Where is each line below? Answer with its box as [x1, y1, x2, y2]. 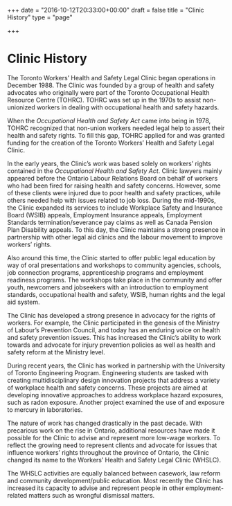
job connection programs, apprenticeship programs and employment [7, 268, 204, 276]
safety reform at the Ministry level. [7, 347, 105, 356]
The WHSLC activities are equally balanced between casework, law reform [7, 469, 221, 477]
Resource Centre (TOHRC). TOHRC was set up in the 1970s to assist [7, 96, 202, 104]
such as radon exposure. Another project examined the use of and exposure [7, 398, 225, 406]
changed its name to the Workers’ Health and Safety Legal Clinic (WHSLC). [7, 455, 222, 464]
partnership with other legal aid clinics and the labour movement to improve [7, 233, 223, 241]
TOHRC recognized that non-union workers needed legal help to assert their [7, 124, 225, 132]
